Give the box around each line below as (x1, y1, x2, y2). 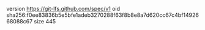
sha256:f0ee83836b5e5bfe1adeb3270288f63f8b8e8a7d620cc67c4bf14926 (6, 11, 199, 19)
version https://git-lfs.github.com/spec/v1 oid (6, 5, 121, 12)
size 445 (34, 18, 56, 25)
